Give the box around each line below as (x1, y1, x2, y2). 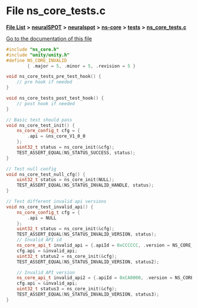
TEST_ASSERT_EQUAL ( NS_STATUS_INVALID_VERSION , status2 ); (16, 258, 160, 265)
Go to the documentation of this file (6, 35, 93, 42)
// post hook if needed (16, 100, 75, 107)
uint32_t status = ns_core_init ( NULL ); (16, 177, 115, 183)
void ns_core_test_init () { (6, 122, 75, 128)
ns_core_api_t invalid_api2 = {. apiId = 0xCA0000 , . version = (16, 275, 173, 281)
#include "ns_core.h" (6, 46, 60, 53)
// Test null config (6, 166, 57, 172)
